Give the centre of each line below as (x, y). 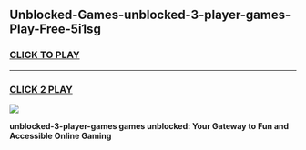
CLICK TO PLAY (45, 55)
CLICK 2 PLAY (41, 89)
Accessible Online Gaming (61, 135)
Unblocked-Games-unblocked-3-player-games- (150, 15)
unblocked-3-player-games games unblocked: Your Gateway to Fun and (149, 125)
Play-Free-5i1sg (56, 30)
